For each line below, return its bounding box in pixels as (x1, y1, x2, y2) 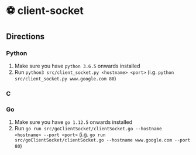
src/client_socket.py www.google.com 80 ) (14, 75, 116, 82)
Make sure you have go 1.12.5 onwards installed (14, 119, 133, 126)
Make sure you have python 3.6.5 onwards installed (14, 62, 140, 69)
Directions (6, 31, 45, 41)
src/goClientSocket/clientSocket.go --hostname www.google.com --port (14, 137, 191, 143)
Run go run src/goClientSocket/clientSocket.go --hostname (14, 125, 162, 132)
